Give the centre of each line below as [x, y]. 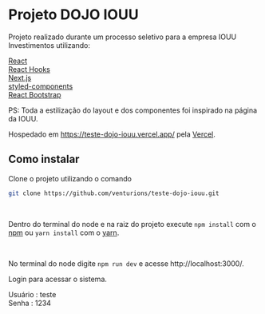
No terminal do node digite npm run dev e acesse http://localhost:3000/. [127, 263]
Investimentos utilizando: [49, 45]
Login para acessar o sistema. [58, 279]
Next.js [20, 78]
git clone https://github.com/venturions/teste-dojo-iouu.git [114, 193]
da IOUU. [23, 118]
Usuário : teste [32, 294]
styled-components [41, 86]
